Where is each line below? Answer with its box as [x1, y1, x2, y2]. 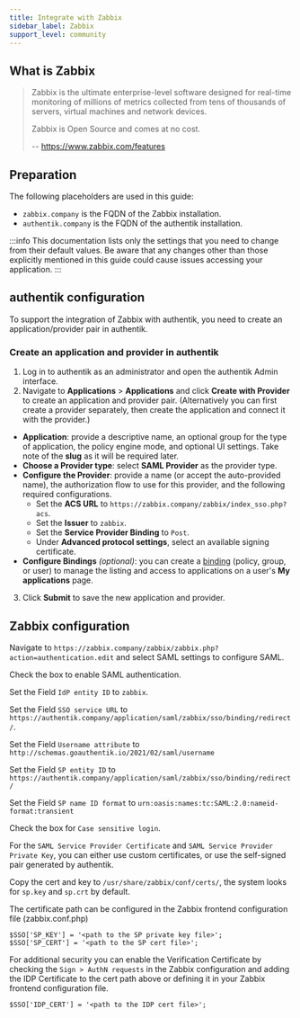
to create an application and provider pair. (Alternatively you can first [22, 395, 278, 406]
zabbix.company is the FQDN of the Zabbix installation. [22, 209, 222, 219]
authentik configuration [9, 290, 146, 306]
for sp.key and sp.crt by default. [9, 886, 130, 897]
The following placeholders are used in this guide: [9, 191, 195, 201]
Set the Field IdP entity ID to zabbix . [9, 686, 149, 697]
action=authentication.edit [9, 653, 115, 662]
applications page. [22, 575, 94, 585]
